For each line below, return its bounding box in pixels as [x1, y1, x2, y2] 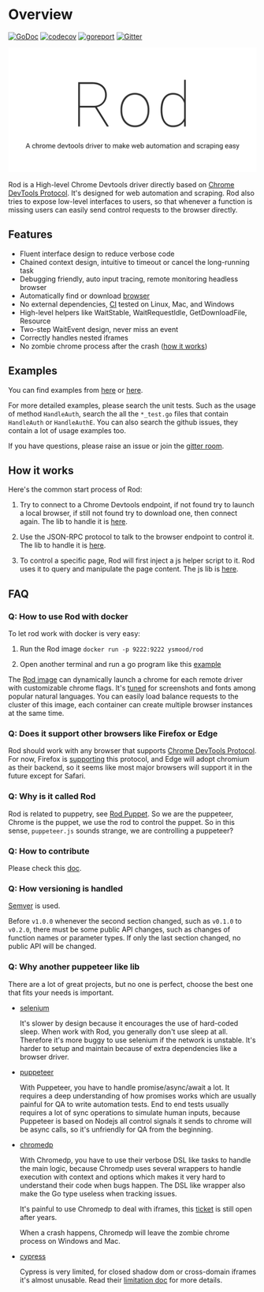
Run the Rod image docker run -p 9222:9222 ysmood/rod [19, 644, 203, 654]
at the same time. [8, 709, 65, 718]
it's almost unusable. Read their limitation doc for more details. [19, 1275, 223, 1285]
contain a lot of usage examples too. [8, 425, 126, 435]
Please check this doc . [8, 863, 82, 872]
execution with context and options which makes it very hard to [19, 1172, 226, 1181]
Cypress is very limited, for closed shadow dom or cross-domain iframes [19, 1267, 257, 1276]
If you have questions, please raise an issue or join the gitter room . [8, 441, 225, 450]
